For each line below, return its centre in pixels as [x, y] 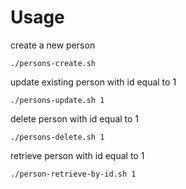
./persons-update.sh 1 [57, 100]
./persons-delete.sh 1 [57, 137]
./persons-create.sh [53, 63]
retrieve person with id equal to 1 [77, 155]
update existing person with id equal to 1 [93, 82]
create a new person [53, 45]
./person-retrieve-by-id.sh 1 [73, 174]
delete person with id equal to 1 [75, 118]
